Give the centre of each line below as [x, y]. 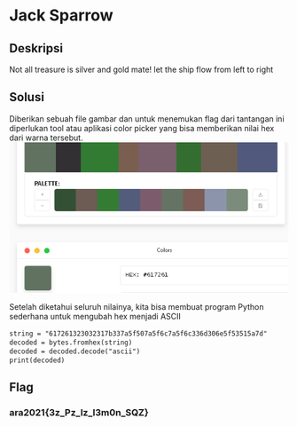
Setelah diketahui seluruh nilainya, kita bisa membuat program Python [137, 306]
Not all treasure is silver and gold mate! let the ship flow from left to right [141, 69]
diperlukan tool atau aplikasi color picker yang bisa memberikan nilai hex [142, 128]
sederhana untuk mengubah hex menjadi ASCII [95, 316]
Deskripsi [36, 48]
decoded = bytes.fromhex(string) [71, 343]
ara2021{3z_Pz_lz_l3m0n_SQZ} [79, 413]
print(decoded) [37, 360]
